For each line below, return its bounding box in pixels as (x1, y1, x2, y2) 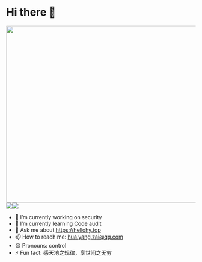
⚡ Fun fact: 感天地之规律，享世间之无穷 (14, 249, 112, 256)
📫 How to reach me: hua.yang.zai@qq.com (14, 233, 123, 240)
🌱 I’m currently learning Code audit (14, 220, 102, 227)
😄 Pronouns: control (14, 242, 67, 249)
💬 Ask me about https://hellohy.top (14, 226, 101, 234)
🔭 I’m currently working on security (14, 213, 102, 220)
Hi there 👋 (6, 5, 56, 19)
